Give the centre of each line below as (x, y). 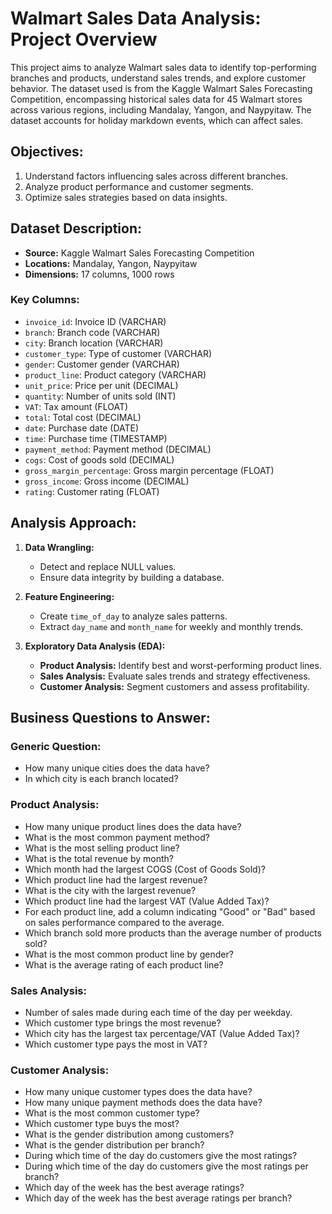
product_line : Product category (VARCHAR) (115, 374)
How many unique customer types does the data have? (138, 1092)
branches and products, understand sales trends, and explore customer (158, 78)
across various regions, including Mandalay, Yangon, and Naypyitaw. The (161, 109)
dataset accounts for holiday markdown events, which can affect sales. (157, 120)
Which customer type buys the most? (102, 1124)
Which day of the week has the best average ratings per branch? (158, 1198)
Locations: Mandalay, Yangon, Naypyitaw (111, 263)
